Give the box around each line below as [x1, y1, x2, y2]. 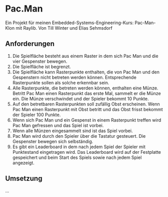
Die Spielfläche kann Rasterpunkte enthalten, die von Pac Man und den [12, 69, 159, 75]
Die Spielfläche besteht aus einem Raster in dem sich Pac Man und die [12, 53, 159, 59]
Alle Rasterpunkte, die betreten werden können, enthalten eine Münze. [12, 85, 158, 91]
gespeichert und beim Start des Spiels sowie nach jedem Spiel [12, 154, 142, 160]
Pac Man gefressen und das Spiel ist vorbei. [12, 122, 104, 128]
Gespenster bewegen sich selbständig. [12, 138, 94, 144]
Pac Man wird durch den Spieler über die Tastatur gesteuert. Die [12, 133, 146, 139]
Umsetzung [5, 174, 43, 183]
